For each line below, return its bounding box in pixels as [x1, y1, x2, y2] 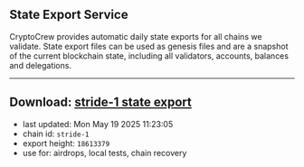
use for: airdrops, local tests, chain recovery [22, 147, 187, 158]
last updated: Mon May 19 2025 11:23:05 [22, 118, 174, 129]
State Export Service [9, 7, 128, 23]
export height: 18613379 [22, 137, 110, 148]
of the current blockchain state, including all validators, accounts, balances [9, 50, 290, 61]
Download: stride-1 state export [9, 95, 193, 110]
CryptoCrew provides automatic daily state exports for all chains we [9, 31, 262, 42]
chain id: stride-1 [22, 128, 90, 139]
